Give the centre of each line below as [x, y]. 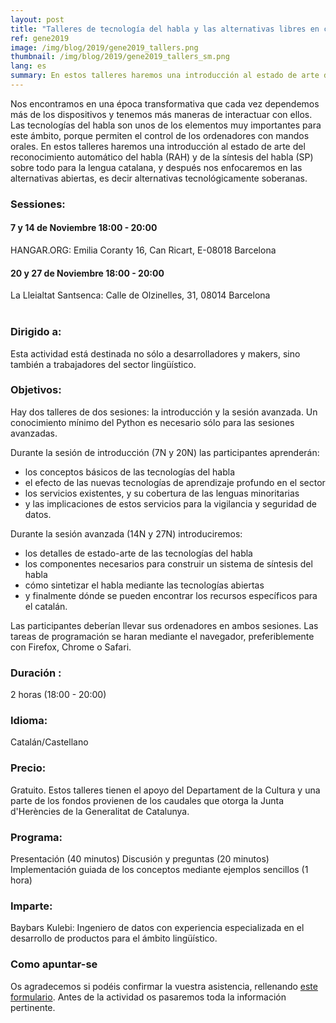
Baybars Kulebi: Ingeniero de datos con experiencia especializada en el [157, 928]
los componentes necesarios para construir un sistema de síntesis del [168, 563]
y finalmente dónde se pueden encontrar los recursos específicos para [171, 595]
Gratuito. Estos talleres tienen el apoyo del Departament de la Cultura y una [165, 790]
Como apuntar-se [54, 964]
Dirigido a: [36, 332]
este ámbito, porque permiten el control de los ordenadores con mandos [160, 135]
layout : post [37, 19]
